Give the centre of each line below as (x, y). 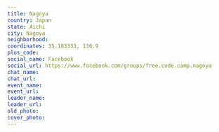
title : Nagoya (28, 14)
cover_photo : (26, 117)
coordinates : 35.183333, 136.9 (53, 46)
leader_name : (26, 98)
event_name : (25, 85)
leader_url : (25, 105)
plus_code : (23, 53)
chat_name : (23, 72)
